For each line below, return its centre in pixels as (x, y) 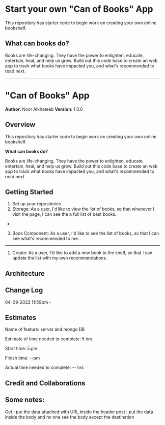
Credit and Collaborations (45, 383)
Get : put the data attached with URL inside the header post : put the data (79, 412)
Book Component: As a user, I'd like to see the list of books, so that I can (85, 233)
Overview (20, 125)
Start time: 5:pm (21, 349)
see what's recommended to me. (46, 239)
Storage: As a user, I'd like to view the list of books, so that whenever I (83, 209)
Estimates (21, 317)
